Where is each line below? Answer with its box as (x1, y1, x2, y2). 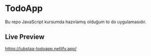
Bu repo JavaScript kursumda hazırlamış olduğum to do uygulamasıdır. (5, 19, 147, 25)
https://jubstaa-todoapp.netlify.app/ (5, 45, 77, 51)
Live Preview (5, 33, 45, 41)
